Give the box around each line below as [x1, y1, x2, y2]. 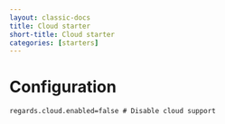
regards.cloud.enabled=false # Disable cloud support [9, 107, 217, 116]
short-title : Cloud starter [9, 30, 116, 39]
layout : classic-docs [9, 13, 91, 22]
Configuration [9, 77, 117, 97]
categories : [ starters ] [9, 38, 99, 48]
